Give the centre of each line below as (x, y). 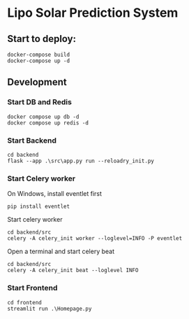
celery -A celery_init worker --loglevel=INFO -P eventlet (95, 239)
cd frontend (24, 302)
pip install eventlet (39, 207)
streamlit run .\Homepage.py (50, 309)
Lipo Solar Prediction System (93, 13)
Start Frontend (32, 288)
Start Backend (32, 140)
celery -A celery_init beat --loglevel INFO (73, 271)
